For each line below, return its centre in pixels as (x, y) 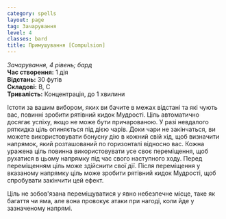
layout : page (26, 20)
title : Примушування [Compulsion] (56, 45)
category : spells (32, 13)
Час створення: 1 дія (38, 72)
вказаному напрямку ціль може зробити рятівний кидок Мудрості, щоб (112, 173)
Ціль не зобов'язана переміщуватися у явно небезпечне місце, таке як (111, 194)
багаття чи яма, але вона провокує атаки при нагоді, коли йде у (101, 201)
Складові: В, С (29, 87)
